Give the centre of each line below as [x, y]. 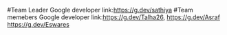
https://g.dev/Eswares [39, 24]
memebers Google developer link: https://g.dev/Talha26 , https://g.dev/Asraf [113, 17]
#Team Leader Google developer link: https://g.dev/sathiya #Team [100, 10]
